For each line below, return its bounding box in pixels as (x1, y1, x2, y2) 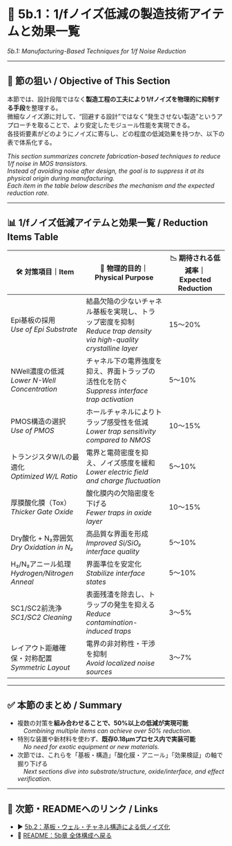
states (86, 577, 106, 587)
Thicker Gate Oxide (10, 506, 74, 516)
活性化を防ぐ (86, 376, 128, 386)
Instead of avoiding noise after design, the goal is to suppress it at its (7, 167, 205, 175)
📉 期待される (170, 253, 214, 263)
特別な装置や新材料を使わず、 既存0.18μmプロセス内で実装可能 (17, 735, 195, 744)
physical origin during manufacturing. (7, 174, 115, 182)
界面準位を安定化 (86, 559, 142, 569)
